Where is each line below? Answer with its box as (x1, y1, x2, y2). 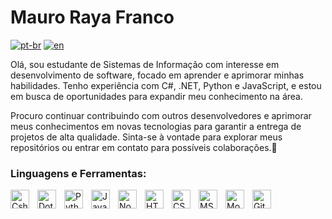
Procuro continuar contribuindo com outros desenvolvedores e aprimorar (10, 109, 312, 121)
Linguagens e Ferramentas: (10, 166, 147, 180)
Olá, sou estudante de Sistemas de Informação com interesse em (10, 58, 280, 70)
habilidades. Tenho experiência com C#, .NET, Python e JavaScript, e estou (10, 79, 322, 91)
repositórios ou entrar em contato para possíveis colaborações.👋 (10, 141, 278, 153)
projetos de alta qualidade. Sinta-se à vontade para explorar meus (10, 131, 283, 143)
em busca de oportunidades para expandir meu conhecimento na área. (10, 90, 303, 102)
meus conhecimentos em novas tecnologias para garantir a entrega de (10, 120, 302, 132)
